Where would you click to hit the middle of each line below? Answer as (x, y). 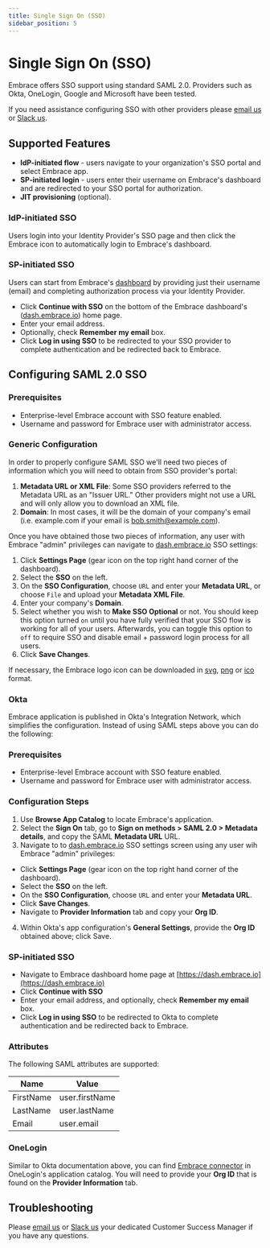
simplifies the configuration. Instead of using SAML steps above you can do (133, 725)
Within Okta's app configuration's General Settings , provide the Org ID (137, 928)
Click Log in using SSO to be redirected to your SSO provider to (125, 341)
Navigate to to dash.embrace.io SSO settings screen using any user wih (139, 845)
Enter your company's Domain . (72, 603)
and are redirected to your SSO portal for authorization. (111, 188)
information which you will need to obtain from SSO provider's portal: (123, 470)
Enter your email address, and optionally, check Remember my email (134, 1000)
